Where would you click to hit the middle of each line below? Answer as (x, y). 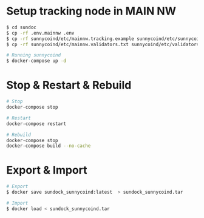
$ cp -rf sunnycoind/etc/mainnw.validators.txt (68, 44)
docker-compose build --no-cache (49, 146)
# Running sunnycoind (34, 55)
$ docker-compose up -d (36, 61)
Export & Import (47, 170)
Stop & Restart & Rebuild (69, 85)
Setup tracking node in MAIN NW (91, 11)
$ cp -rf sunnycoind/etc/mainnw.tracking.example (70, 39)
